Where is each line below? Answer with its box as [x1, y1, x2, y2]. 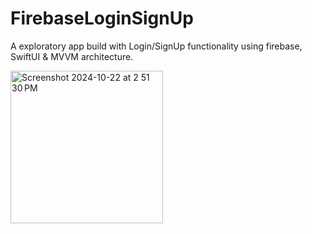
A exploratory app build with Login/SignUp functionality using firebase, [10, 40, 303, 52]
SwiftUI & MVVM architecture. [10, 50, 134, 62]
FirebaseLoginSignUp [10, 7, 194, 30]
